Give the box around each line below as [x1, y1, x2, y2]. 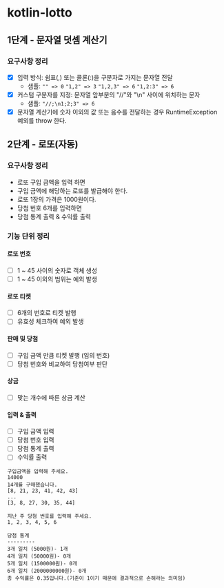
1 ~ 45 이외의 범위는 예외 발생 [17, 274, 98, 283]
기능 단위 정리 [7, 231, 50, 241]
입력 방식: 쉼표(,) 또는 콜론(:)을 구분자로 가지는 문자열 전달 [17, 73, 174, 81]
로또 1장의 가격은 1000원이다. [17, 195, 96, 203]
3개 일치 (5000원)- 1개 [7, 546, 68, 553]
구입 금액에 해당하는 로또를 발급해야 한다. [17, 186, 128, 194]
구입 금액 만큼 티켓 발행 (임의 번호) [17, 351, 110, 359]
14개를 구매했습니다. [7, 481, 58, 489]
